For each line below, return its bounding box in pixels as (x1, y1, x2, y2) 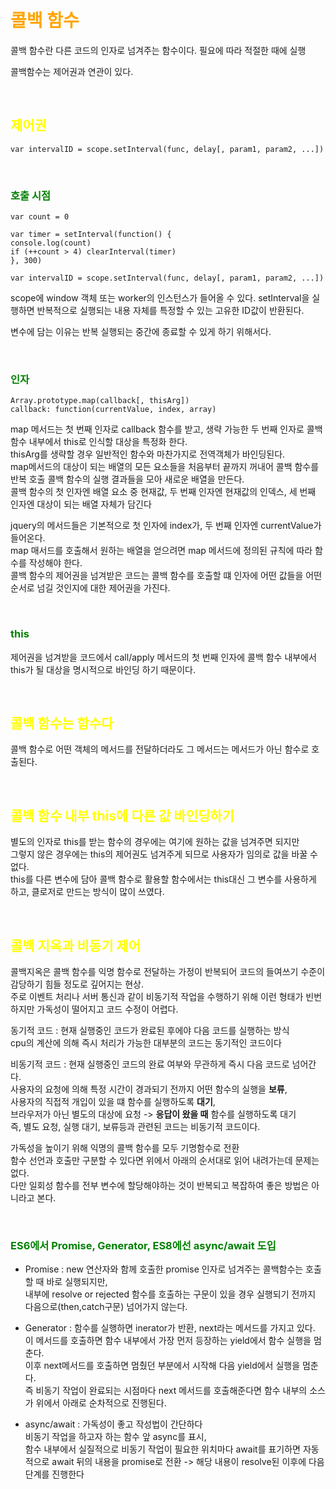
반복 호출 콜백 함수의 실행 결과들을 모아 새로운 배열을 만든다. (10, 473, 245, 485)
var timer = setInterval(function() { (10, 230, 172, 240)
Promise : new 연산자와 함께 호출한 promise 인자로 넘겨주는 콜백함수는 (24, 1263, 304, 1275)
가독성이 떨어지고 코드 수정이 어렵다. (36, 1003, 179, 1015)
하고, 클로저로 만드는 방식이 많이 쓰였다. (10, 886, 165, 898)
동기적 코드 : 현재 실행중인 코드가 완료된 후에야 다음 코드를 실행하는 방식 (10, 1025, 290, 1037)
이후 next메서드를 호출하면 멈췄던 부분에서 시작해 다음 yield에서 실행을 (24, 1360, 301, 1372)
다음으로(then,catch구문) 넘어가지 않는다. (24, 1301, 188, 1313)
